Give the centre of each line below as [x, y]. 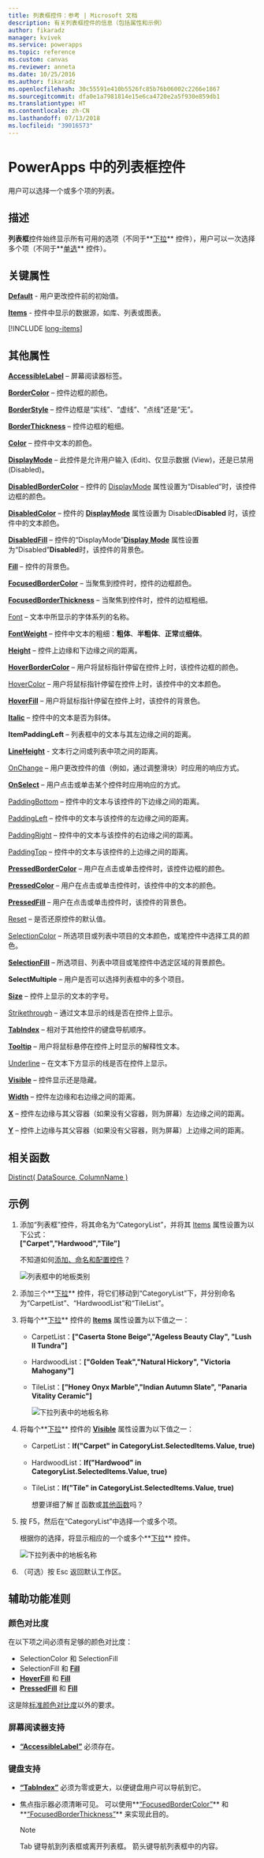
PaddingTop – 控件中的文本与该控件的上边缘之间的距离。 [100, 852]
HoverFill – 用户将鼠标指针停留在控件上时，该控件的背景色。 [106, 701]
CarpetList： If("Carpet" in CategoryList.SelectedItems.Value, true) [143, 1446]
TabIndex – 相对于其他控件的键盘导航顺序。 [79, 1030]
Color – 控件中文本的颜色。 [52, 443]
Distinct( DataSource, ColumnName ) [68, 1177]
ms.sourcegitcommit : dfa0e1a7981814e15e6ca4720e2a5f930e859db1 [114, 96]
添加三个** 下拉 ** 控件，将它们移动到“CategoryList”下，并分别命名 [127, 1293]
